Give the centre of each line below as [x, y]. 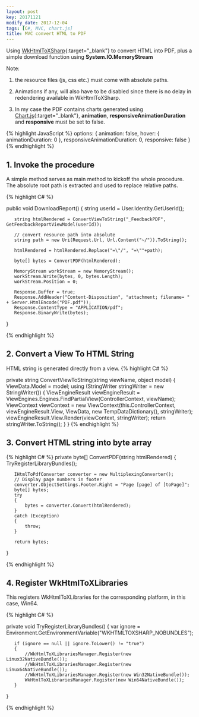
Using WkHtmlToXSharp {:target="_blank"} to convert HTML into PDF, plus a [99, 50]
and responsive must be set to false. [60, 122]
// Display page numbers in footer [58, 479]
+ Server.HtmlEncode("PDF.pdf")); [49, 302]
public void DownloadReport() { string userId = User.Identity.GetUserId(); [95, 208]
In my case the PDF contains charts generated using [79, 109]
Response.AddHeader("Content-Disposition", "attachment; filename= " [102, 297]
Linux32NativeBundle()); [37, 659]
